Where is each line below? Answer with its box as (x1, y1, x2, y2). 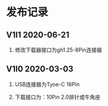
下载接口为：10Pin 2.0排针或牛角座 (14, 93, 100, 101)
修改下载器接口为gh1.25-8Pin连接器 (14, 46, 103, 53)
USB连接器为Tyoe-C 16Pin (14, 80, 80, 87)
